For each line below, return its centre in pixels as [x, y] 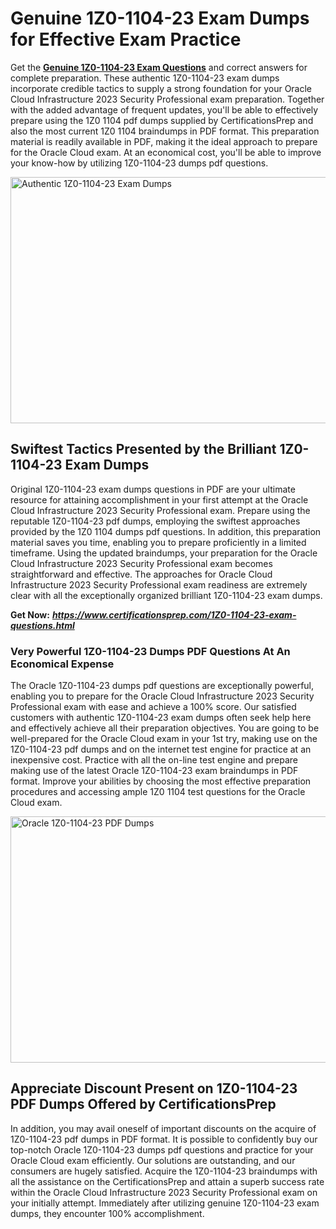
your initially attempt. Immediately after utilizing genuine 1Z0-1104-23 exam [165, 1203]
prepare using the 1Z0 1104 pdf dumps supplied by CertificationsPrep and [162, 120]
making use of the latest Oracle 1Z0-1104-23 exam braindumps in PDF [154, 771]
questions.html [42, 625]
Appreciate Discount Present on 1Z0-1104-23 [154, 1088]
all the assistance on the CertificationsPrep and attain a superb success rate [167, 1181]
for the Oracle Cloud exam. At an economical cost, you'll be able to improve [166, 152]
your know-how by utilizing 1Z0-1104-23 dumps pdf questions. [139, 163]
